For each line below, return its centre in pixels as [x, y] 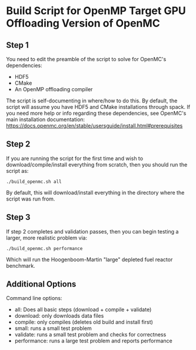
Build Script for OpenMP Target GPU [96, 11]
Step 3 [18, 217]
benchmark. [21, 265]
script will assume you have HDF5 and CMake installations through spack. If [98, 107]
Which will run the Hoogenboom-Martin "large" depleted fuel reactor [89, 259]
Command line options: [34, 298]
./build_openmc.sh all [34, 181]
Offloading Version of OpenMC [83, 23]
